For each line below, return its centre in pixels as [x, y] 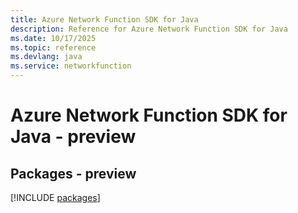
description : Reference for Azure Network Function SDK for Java [149, 29]
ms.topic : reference [53, 47]
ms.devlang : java [46, 57]
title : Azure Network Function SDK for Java [104, 19]
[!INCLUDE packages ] [55, 197]
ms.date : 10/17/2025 [53, 38]
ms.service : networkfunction [71, 66]
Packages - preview [73, 173]
